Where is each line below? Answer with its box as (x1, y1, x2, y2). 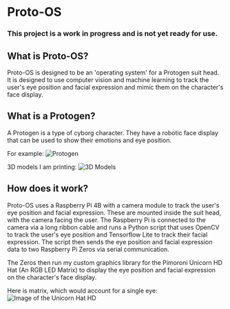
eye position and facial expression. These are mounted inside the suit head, (7, 208, 222, 217)
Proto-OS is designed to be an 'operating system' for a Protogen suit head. (7, 68, 220, 77)
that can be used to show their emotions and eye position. (7, 136, 172, 144)
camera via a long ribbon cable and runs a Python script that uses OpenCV (7, 223, 220, 231)
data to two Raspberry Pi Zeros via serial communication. (7, 245, 170, 253)
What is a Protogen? (7, 110, 96, 122)
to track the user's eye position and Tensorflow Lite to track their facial (7, 230, 208, 239)
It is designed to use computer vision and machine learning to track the (7, 75, 209, 83)
